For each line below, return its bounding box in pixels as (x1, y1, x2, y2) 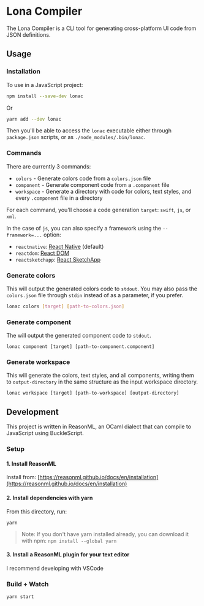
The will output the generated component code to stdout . (6, 332, 151, 339)
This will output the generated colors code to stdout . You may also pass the (6, 285, 198, 292)
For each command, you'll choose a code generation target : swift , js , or (6, 206, 191, 213)
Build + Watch (6, 580, 49, 588)
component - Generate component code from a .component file (15, 181, 170, 188)
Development (6, 406, 59, 417)
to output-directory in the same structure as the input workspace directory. (6, 378, 198, 385)
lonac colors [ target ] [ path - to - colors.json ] (6, 303, 124, 309)
